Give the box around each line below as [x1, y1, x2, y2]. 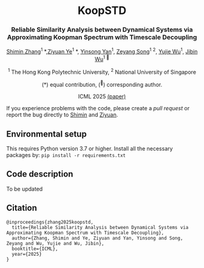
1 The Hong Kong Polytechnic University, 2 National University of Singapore [8, 67, 196, 76]
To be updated [6, 185, 43, 192]
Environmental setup [6, 129, 87, 139]
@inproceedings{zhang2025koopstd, [6, 219, 94, 225]
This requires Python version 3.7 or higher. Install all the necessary [6, 144, 173, 152]
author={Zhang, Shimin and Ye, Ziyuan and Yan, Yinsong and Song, [12, 235, 183, 241]
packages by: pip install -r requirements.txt [6, 151, 126, 158]
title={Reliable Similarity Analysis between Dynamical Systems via [12, 224, 189, 230]
